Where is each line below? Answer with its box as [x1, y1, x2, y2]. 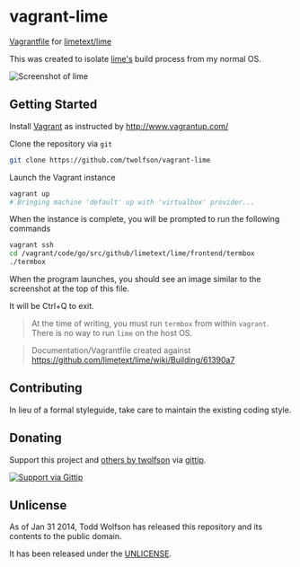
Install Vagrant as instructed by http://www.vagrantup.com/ [9, 120, 229, 131]
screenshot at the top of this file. [9, 283, 130, 294]
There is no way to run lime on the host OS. [31, 328, 193, 338]
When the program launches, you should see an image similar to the [9, 274, 261, 284]
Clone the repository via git [9, 137, 112, 149]
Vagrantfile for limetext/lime [9, 36, 112, 47]
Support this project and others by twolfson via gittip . [9, 454, 207, 465]
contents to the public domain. [9, 531, 122, 542]
